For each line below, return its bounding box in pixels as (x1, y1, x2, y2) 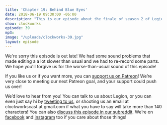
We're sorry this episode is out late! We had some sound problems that (5, 53, 151, 59)
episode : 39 (5, 26, 30, 31)
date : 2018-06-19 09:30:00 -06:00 (5, 12, 77, 17)
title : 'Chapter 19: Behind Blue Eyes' (5, 7, 88, 12)
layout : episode (5, 40, 39, 44)
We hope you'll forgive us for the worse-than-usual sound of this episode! (5, 63, 157, 69)
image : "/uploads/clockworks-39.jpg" (5, 35, 83, 40)
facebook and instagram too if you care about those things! (5, 114, 127, 120)
